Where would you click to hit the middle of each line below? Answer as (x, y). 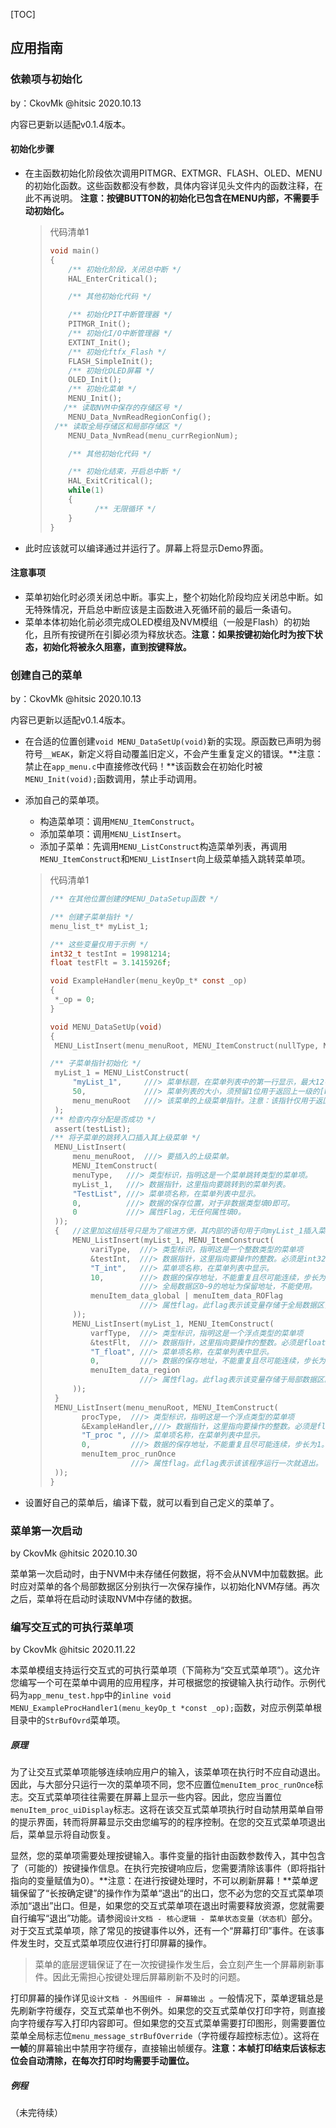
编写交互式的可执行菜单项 (72, 1627)
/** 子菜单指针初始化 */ (95, 1064)
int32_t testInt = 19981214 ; (110, 954)
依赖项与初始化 (46, 79)
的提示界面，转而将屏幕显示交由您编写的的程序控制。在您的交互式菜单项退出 (168, 1822)
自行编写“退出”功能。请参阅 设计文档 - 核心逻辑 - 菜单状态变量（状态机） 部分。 (164, 1918)
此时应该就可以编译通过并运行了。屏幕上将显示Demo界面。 (146, 548)
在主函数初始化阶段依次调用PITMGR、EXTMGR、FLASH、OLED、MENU (173, 173)
